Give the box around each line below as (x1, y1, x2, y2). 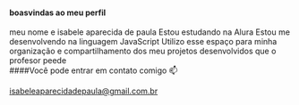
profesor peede (9, 55, 67, 66)
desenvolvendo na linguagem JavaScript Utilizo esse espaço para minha (9, 36, 278, 47)
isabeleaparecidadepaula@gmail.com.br (9, 85, 158, 97)
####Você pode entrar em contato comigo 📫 (9, 65, 178, 76)
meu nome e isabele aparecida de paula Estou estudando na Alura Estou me (9, 27, 291, 37)
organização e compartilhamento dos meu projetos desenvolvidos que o (9, 45, 277, 57)
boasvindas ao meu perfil (9, 7, 107, 18)
